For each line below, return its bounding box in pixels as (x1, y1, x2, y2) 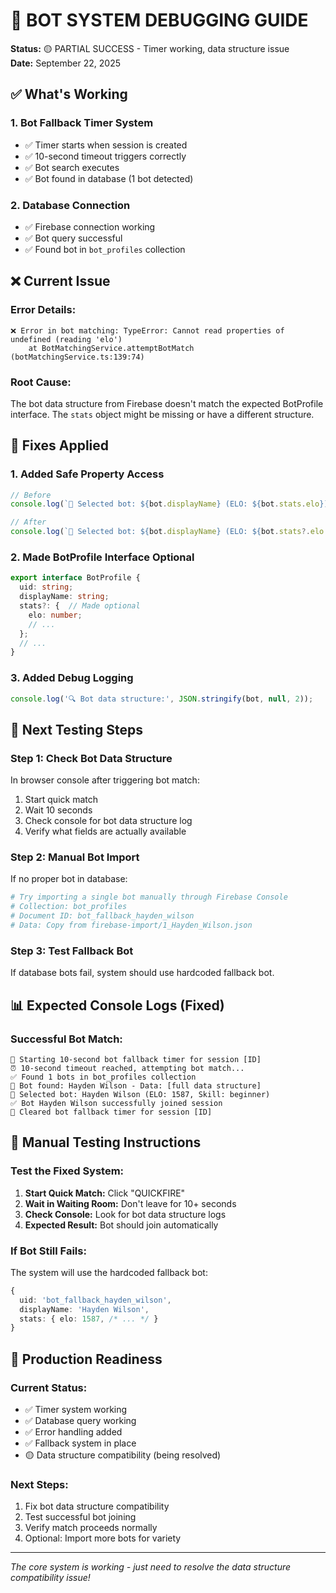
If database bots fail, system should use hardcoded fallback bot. (10, 967, 275, 979)
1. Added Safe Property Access (10, 467, 165, 481)
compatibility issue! (10, 1572, 91, 1584)
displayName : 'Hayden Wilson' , (19, 1304, 150, 1314)
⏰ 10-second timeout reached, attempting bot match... (10, 1063, 245, 1073)
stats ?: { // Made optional (19, 601, 141, 611)
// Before (10, 490, 52, 500)
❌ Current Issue (10, 273, 111, 290)
